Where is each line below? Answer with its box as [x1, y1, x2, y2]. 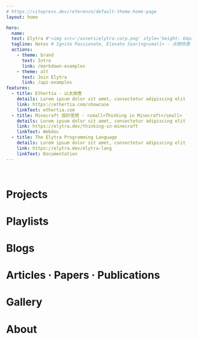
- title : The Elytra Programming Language [11, 134, 117, 140]
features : [6, 85, 31, 91]
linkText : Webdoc [16, 129, 60, 135]
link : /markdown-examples [21, 63, 85, 69]
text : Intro [21, 57, 51, 64]
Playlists [6, 215, 49, 228]
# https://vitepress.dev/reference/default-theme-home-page [6, 8, 157, 15]
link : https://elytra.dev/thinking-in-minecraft [16, 123, 138, 130]
